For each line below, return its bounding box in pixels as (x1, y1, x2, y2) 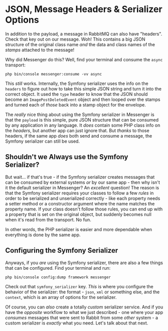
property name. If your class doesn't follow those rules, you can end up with (5, 206, 163, 212)
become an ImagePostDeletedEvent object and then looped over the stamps (5, 96, 160, 102)
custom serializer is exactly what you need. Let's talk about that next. (5, 320, 148, 326)
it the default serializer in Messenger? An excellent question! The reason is (5, 184, 159, 190)
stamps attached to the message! (5, 47, 75, 53)
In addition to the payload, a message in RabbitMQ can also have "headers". (5, 31, 162, 37)
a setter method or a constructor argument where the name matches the (5, 200, 155, 206)
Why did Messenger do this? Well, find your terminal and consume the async (5, 56, 163, 62)
